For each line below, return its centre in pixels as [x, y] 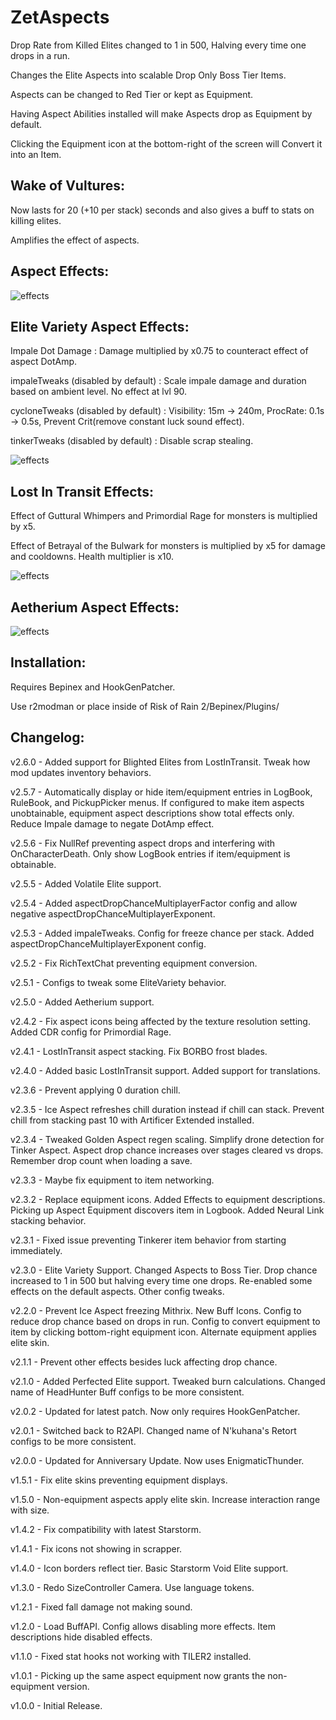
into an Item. [36, 154]
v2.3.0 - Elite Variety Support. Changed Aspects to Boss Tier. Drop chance [164, 1270]
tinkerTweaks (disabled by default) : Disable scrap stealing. [132, 441]
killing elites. [36, 220]
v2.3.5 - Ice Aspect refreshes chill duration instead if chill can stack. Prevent [167, 1109]
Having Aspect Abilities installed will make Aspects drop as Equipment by [161, 113]
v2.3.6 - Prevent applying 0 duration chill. [95, 1090]
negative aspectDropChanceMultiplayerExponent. [113, 913]
